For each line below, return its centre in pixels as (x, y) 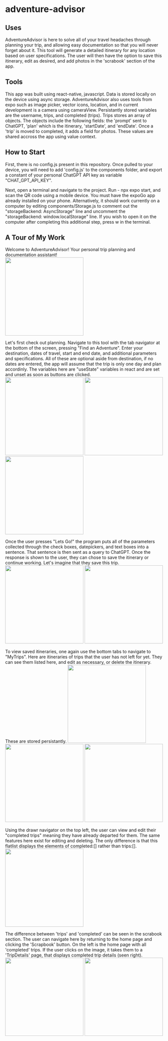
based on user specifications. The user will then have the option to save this (83, 56)
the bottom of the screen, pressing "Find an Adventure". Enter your (74, 348)
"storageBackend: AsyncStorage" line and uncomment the (65, 211)
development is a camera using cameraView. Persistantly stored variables (81, 110)
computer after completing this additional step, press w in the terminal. (78, 222)
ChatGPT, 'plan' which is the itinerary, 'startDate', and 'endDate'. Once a (79, 126)
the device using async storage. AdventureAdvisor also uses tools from (79, 99)
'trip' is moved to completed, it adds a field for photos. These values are (79, 131)
